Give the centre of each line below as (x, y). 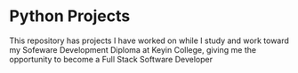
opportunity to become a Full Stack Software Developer (111, 59)
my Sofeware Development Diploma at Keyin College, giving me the (133, 49)
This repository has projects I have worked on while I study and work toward (149, 40)
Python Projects (70, 16)
